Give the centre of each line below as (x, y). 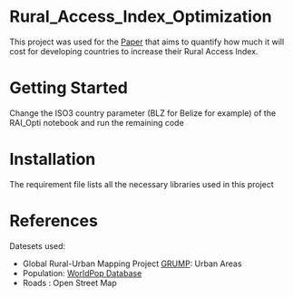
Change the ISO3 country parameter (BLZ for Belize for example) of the (143, 113)
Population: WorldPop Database (82, 273)
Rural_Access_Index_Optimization (141, 17)
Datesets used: (38, 245)
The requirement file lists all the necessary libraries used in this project (142, 184)
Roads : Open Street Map (70, 283)
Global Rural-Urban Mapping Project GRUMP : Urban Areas (132, 263)
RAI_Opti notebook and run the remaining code (97, 122)
